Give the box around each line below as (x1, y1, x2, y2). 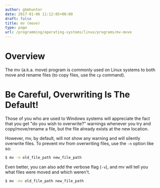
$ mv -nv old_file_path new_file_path (5, 178, 84, 183)
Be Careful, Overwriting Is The (5, 89, 130, 100)
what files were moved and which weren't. (5, 169, 90, 175)
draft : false (5, 16, 32, 21)
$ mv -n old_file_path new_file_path (5, 155, 82, 160)
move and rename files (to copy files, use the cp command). (5, 72, 125, 78)
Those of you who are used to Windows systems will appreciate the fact (5, 115, 150, 121)
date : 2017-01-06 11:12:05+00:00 (5, 12, 73, 17)
